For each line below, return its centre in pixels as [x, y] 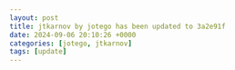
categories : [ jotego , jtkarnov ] [71, 43]
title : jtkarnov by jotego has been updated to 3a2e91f [117, 26]
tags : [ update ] [38, 52]
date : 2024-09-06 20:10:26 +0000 [73, 35]
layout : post [34, 18]
